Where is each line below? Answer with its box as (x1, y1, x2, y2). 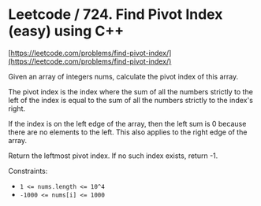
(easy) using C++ (8, 22, 125, 40)
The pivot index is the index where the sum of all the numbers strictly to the (8, 86, 254, 96)
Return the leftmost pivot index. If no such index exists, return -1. (8, 151, 218, 160)
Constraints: (8, 166, 48, 175)
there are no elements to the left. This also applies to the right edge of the (8, 127, 248, 137)
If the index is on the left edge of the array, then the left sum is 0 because (8, 119, 247, 128)
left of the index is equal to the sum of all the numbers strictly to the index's (8, 95, 254, 105)
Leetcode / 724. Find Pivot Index (8, 6, 223, 24)
